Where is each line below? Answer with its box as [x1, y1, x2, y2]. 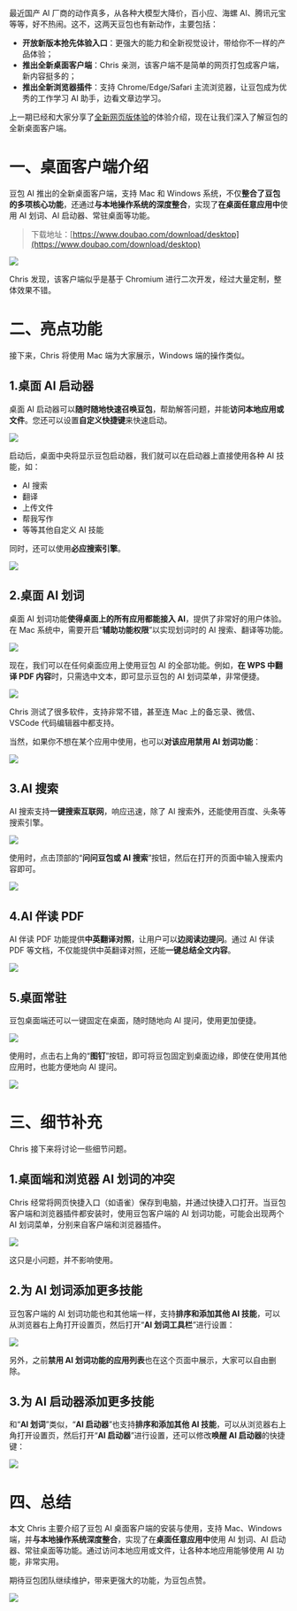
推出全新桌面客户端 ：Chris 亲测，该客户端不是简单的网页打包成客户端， [21, 60, 285, 70]
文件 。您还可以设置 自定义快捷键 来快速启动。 [9, 414, 172, 425]
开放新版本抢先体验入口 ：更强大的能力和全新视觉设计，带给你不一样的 [21, 38, 278, 48]
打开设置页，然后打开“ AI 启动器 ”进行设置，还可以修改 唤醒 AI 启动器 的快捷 [16, 1430, 286, 1441]
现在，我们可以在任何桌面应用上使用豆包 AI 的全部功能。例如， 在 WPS [9, 659, 266, 670]
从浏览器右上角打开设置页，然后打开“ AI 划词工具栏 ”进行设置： [9, 1319, 236, 1330]
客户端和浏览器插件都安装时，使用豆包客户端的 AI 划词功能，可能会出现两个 [9, 1207, 285, 1219]
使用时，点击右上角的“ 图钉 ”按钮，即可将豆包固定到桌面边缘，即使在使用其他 [9, 1050, 287, 1060]
